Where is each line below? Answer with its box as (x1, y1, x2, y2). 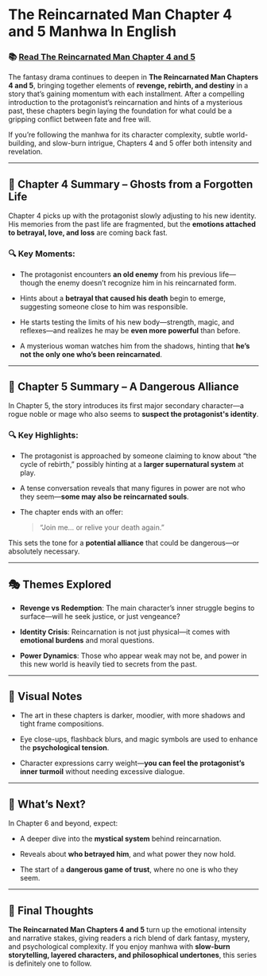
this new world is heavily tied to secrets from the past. (19, 659, 197, 669)
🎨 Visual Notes (8, 690, 83, 703)
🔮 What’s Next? (8, 797, 86, 811)
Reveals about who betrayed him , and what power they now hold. (19, 850, 236, 859)
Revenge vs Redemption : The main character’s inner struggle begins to (19, 603, 255, 612)
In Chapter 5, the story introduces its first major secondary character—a (8, 401, 245, 410)
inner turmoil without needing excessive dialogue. (19, 767, 185, 776)
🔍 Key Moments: (8, 248, 75, 259)
